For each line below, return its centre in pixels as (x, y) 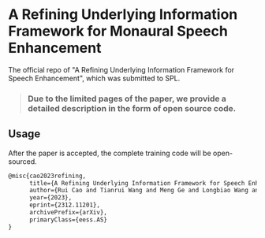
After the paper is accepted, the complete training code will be (110, 153)
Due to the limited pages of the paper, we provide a (127, 99)
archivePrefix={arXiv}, (68, 213)
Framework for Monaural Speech (118, 31)
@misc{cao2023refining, (47, 176)
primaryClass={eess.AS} (68, 219)
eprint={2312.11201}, (65, 205)
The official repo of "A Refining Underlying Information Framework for (121, 69)
